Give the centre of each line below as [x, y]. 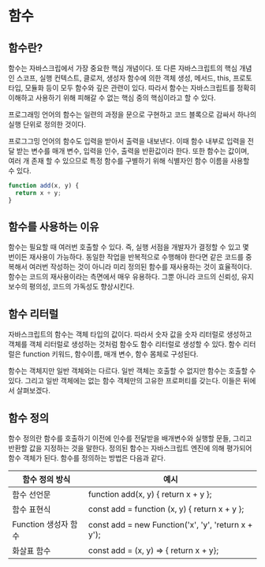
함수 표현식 [32, 509]
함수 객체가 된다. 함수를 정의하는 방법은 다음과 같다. [87, 458]
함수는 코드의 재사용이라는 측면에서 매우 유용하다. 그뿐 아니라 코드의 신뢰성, [124, 277]
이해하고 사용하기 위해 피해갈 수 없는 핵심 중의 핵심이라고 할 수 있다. [112, 98]
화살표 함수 [32, 551]
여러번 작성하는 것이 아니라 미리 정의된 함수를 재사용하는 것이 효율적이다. [140, 267]
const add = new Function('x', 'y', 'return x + [170, 525]
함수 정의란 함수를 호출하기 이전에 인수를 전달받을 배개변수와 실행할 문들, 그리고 [130, 438]
